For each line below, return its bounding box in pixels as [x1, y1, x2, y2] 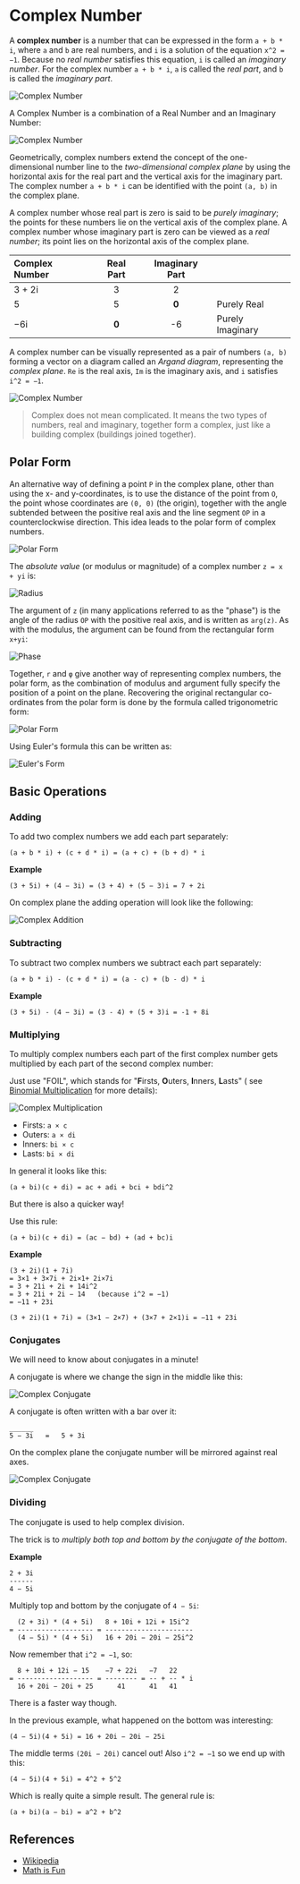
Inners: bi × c [21, 1138, 74, 1150]
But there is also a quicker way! [9, 1198, 125, 1209]
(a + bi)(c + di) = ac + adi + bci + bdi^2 [9, 1183, 174, 1192]
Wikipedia [21, 1855, 60, 1866]
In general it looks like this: [9, 1165, 107, 1177]
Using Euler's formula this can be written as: [9, 740, 172, 752]
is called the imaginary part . [9, 72, 113, 83]
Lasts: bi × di [21, 1148, 75, 1159]
